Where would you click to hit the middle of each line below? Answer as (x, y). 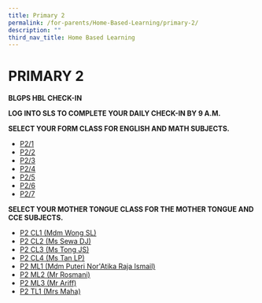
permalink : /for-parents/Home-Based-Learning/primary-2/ (103, 23)
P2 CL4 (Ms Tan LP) (52, 258)
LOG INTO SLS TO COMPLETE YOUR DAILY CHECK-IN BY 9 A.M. (114, 113)
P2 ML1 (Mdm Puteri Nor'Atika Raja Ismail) (87, 266)
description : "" (35, 30)
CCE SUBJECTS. (36, 218)
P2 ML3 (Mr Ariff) (48, 283)
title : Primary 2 (37, 15)
